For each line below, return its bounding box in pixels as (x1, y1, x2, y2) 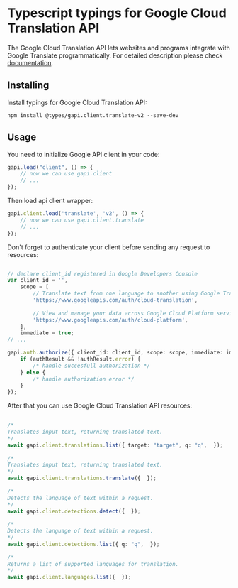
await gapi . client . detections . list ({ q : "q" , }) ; (7, 540, 160, 548)
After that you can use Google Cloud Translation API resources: (7, 401, 193, 410)
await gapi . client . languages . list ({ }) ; (7, 574, 132, 581)
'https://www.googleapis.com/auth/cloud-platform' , (33, 316, 189, 324)
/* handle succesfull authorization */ (33, 362, 151, 369)
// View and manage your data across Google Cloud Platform (33, 310, 214, 317)
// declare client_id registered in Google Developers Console (7, 270, 198, 278)
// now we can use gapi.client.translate (20, 217, 144, 224)
